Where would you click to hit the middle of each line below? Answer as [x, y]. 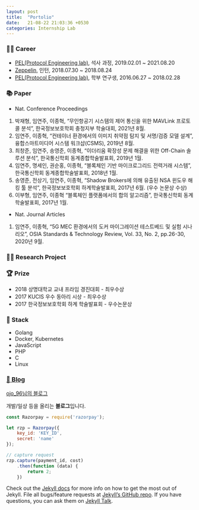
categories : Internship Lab [41, 28]
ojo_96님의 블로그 [27, 393]
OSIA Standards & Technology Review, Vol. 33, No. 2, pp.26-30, [107, 234]
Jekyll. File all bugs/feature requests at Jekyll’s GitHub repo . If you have [94, 495]
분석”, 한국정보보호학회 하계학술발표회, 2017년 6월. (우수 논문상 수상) [107, 187]
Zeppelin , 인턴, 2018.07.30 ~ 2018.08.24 [63, 70]
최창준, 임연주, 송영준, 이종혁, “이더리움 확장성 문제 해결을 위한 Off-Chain [100, 150]
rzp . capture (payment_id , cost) [45, 460]
